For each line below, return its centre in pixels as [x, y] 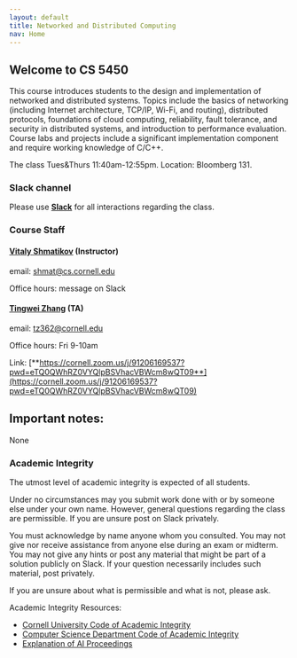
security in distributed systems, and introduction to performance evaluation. [148, 129]
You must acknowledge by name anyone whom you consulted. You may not [148, 535]
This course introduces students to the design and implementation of [135, 91]
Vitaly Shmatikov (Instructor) [64, 251]
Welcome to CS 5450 [69, 70]
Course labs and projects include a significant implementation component [144, 138]
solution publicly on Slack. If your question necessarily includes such [135, 563]
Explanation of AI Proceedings [77, 643]
